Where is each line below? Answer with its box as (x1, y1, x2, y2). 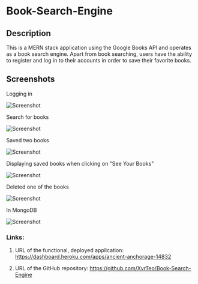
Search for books (6, 113, 49, 121)
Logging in (6, 90, 33, 97)
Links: (6, 233, 25, 241)
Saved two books (6, 136, 49, 144)
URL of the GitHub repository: (14, 265, 89, 272)
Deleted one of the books (6, 183, 69, 190)
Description (6, 28, 51, 38)
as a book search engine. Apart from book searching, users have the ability (6, 50, 193, 58)
